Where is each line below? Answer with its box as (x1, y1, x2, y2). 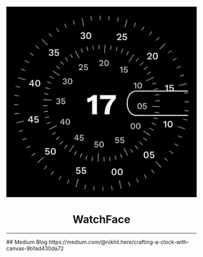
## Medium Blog (6, 238, 48, 246)
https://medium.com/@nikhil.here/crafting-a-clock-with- (48, 238, 190, 246)
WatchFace (72, 213, 131, 227)
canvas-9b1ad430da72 (6, 244, 64, 252)
